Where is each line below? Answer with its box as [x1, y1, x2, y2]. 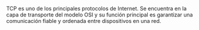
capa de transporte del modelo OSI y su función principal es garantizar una [6, 11, 193, 18]
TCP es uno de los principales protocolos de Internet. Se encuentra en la [6, 5, 187, 12]
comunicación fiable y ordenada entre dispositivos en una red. [6, 18, 162, 24]
